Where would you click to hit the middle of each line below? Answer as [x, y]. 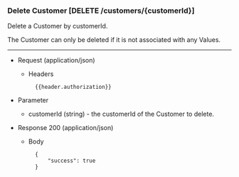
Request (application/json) [56, 60]
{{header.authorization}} [73, 87]
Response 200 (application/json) [65, 128]
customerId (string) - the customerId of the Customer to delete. [121, 114]
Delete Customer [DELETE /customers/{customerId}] [101, 11]
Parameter [33, 100]
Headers [41, 74]
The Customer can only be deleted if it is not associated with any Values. [114, 40]
